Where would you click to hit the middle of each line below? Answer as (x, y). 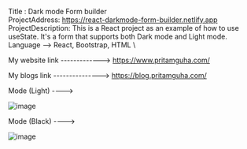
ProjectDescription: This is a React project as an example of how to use (124, 28)
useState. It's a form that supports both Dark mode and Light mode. (118, 36)
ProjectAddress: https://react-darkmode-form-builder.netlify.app (113, 20)
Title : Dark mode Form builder (58, 11)
